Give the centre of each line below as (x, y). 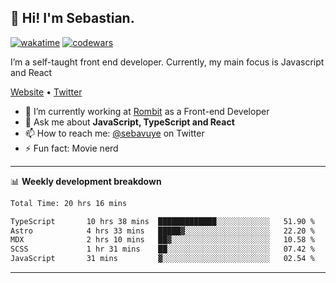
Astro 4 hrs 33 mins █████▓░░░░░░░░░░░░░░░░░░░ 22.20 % (162, 231)
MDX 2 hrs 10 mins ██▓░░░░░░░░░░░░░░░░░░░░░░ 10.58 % (162, 240)
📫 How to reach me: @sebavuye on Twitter (114, 133)
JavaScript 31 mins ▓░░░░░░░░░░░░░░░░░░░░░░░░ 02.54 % (162, 259)
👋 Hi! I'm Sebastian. (72, 18)
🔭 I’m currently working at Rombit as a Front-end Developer (147, 111)
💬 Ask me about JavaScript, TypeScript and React (129, 122)
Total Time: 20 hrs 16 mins (69, 203)
